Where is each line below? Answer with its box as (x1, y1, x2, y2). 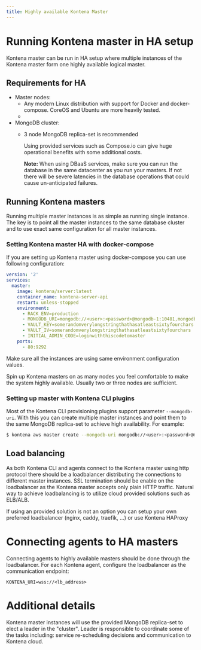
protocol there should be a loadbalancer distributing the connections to (6, 471, 182, 478)
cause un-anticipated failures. (23, 179, 98, 187)
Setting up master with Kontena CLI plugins (6, 394, 135, 402)
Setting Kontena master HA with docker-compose (6, 240, 154, 249)
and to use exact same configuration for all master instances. (6, 225, 157, 233)
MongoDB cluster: (14, 119, 60, 126)
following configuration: (6, 260, 65, 267)
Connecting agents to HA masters (6, 535, 178, 548)
